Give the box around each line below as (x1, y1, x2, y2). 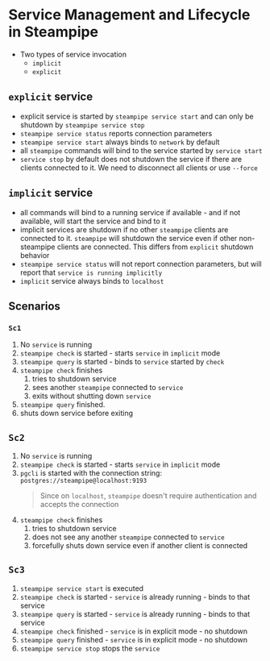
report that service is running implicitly (19, 268, 163, 277)
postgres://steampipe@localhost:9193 (19, 477, 147, 485)
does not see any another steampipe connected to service (31, 532, 225, 542)
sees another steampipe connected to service (31, 383, 184, 393)
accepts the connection (39, 500, 119, 509)
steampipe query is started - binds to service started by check (19, 357, 225, 367)
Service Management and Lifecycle (8, 6, 251, 24)
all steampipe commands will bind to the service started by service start (19, 145, 263, 155)
